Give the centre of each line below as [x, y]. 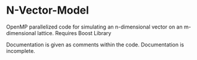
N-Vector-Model [48, 10]
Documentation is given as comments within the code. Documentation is [95, 45]
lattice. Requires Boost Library [74, 33]
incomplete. [21, 50]
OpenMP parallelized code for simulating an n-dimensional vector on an [95, 27]
